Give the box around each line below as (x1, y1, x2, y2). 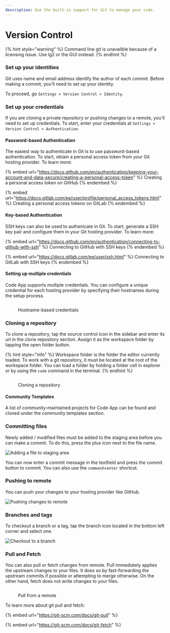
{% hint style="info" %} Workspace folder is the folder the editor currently (5, 351, 160, 358)
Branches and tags (5, 511, 53, 518)
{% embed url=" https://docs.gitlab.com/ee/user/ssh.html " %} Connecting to (5, 254, 164, 260)
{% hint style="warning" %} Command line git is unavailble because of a (5, 46, 157, 52)
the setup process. (5, 292, 45, 299)
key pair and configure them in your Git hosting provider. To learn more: (5, 228, 155, 234)
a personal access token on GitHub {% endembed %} (5, 180, 117, 186)
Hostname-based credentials (18, 307, 79, 313)
